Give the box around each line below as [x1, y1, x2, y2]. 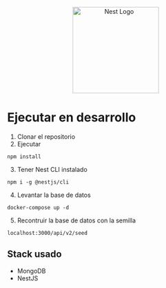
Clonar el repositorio [17, 132, 76, 141]
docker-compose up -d [7, 204, 70, 211]
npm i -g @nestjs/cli [7, 178, 70, 186]
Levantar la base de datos [17, 191, 91, 199]
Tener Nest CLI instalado [17, 165, 87, 173]
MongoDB [17, 267, 46, 275]
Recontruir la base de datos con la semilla [17, 216, 136, 224]
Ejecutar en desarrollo [7, 110, 136, 126]
